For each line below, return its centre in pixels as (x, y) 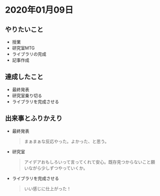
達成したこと (24, 77)
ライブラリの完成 (29, 54)
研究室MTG (23, 48)
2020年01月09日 (39, 10)
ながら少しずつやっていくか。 (58, 168)
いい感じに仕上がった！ (48, 188)
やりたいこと (24, 29)
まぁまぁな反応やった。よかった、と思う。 (66, 141)
